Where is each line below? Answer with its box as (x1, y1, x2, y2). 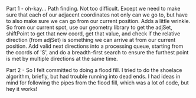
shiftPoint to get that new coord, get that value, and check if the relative (6, 30, 181, 37)
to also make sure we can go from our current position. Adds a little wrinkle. (6, 18, 191, 24)
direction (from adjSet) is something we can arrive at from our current (6, 37, 176, 43)
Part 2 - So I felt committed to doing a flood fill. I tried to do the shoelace (6, 67, 182, 73)
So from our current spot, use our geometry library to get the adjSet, (6, 24, 173, 31)
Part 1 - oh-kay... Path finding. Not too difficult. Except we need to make (6, 5, 181, 12)
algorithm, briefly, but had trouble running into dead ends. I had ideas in (6, 73, 181, 80)
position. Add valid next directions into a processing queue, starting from (6, 43, 184, 50)
